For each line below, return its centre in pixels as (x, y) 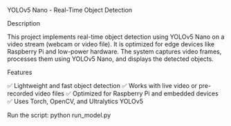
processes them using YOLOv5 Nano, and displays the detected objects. (111, 59)
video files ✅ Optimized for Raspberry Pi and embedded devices (127, 93)
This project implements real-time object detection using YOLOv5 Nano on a (116, 37)
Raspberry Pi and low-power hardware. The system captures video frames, (114, 52)
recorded (20, 93)
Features (20, 72)
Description (24, 23)
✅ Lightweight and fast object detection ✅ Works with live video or (102, 85)
